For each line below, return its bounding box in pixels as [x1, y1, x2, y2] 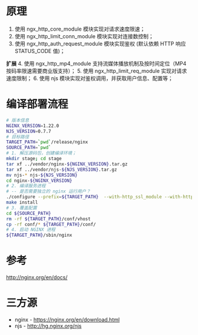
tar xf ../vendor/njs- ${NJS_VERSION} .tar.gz [6, 167, 117, 173]
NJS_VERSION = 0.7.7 [6, 128, 51, 134]
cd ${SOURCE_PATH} [6, 210, 51, 216]
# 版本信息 [6, 117, 29, 123]
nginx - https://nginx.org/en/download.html [14, 316, 120, 323]
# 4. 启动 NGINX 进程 [6, 227, 56, 233]
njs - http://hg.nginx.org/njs [14, 323, 82, 329]
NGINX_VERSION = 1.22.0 [6, 122, 60, 129]
